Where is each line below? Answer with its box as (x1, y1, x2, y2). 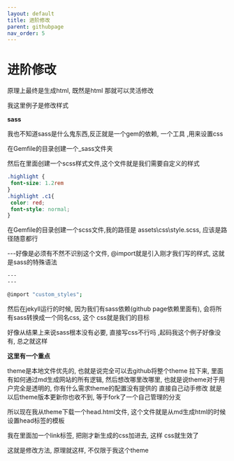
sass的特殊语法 (13, 258, 58, 266)
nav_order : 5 (7, 29, 45, 37)
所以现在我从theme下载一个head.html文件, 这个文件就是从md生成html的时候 (7, 407, 226, 416)
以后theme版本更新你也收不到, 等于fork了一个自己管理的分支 (7, 393, 182, 401)
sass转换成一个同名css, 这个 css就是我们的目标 (13, 313, 150, 321)
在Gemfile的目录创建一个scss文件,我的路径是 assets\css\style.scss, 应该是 (7, 226, 221, 234)
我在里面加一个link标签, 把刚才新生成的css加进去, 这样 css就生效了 (7, 431, 199, 439)
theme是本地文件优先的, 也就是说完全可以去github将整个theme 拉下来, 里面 (7, 366, 224, 374)
